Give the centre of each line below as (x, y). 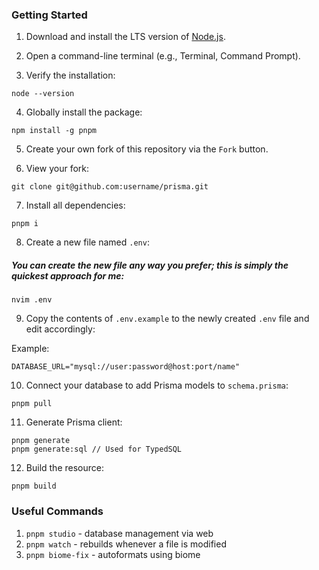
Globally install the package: (84, 112)
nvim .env (32, 300)
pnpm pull (32, 404)
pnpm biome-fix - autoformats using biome (113, 554)
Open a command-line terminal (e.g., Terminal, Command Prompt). (163, 56)
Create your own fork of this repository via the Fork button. (147, 149)
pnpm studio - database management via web (119, 533)
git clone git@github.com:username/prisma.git (110, 187)
